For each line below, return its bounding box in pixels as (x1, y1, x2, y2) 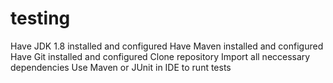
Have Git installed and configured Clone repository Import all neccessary (10, 50, 311, 62)
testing (10, 7, 71, 30)
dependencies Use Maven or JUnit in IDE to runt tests (10, 61, 232, 73)
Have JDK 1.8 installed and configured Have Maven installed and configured (10, 40, 324, 52)
